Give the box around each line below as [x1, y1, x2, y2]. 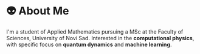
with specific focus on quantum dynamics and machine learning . [6, 41, 172, 48]
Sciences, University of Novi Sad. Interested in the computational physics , [6, 34, 195, 41]
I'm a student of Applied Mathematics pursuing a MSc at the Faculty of [6, 28, 184, 35]
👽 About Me [6, 4, 69, 18]
